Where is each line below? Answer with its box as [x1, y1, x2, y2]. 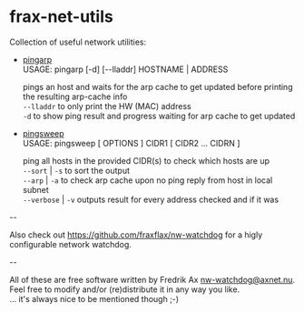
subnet [22, 184, 50, 195]
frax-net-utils [9, 6, 113, 27]
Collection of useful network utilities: [9, 36, 147, 47]
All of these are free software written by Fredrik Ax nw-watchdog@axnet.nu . [9, 274, 296, 285]
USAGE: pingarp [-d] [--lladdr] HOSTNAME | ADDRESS [22, 64, 229, 75]
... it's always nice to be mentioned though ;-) [9, 293, 180, 304]
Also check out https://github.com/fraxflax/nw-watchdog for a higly [9, 229, 263, 240]
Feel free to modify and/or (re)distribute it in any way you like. [9, 284, 240, 295]
